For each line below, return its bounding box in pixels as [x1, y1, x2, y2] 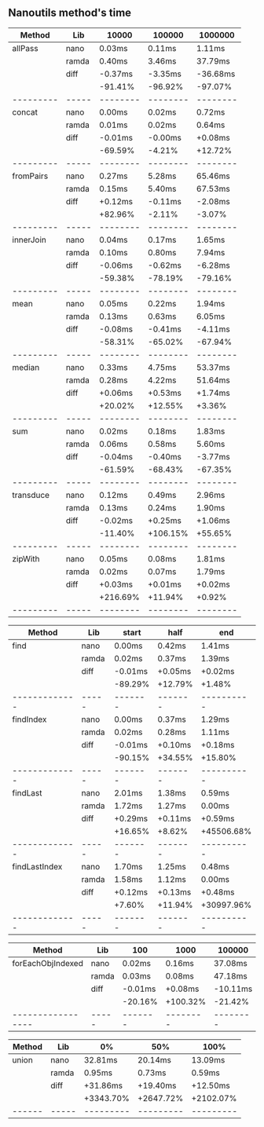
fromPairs [12, 170, 49, 181]
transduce [12, 489, 49, 500]
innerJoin [12, 234, 47, 245]
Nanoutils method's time [8, 6, 132, 20]
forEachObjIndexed [12, 957, 84, 968]
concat [12, 106, 38, 117]
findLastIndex [12, 861, 63, 872]
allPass [12, 42, 38, 53]
